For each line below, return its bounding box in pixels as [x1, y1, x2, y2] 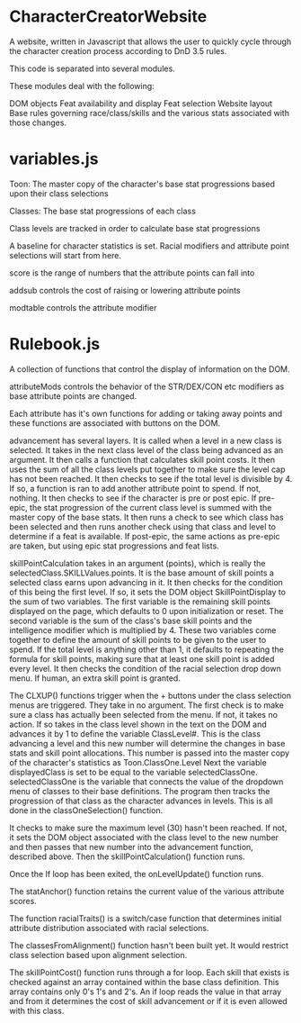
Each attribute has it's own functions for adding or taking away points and [9, 408, 283, 419]
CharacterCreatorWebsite [9, 6, 208, 27]
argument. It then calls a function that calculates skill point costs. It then [9, 454, 276, 465]
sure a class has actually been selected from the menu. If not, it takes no [9, 709, 279, 720]
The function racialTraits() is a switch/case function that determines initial [9, 912, 282, 924]
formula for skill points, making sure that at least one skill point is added [9, 653, 275, 664]
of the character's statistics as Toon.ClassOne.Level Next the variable [9, 756, 267, 767]
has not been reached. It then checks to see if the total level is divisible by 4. [9, 473, 293, 484]
